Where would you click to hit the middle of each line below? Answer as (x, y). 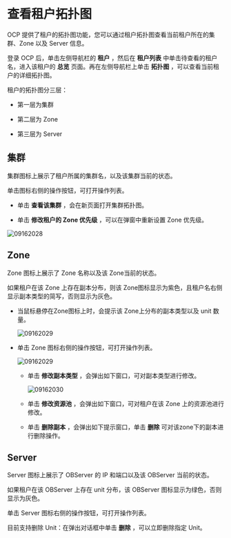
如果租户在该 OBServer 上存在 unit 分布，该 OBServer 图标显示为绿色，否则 (114, 490)
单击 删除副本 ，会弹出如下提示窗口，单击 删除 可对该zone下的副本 (122, 427)
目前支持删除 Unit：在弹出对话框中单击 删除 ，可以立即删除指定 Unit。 (107, 528)
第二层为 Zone (38, 119)
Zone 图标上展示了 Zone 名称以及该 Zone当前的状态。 (84, 273)
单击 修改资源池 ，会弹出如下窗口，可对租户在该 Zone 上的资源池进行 (125, 403)
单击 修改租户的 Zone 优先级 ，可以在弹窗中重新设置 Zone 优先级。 (112, 220)
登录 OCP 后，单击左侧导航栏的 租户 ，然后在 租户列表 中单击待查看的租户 (112, 58)
